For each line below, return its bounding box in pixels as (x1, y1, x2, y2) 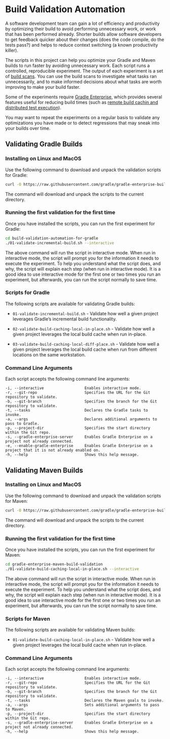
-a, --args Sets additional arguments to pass (5, 703, 159, 708)
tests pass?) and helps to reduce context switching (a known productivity (5, 42, 158, 48)
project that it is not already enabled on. (5, 448, 101, 453)
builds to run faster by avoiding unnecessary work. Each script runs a (5, 62, 150, 68)
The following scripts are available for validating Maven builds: (5, 627, 136, 633)
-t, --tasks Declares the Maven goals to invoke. (5, 698, 164, 703)
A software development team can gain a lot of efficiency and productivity (5, 20, 160, 26)
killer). (5, 47, 19, 53)
